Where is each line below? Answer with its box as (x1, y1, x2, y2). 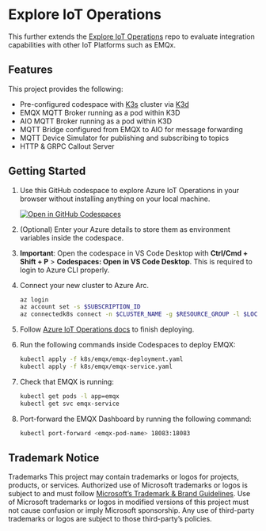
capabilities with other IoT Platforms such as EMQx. (8, 40, 177, 49)
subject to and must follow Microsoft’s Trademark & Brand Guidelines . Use (8, 489, 251, 499)
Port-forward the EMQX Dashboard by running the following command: (19, 414, 252, 423)
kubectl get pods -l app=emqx (19, 392, 120, 400)
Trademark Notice (8, 451, 100, 465)
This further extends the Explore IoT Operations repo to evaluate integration (8, 32, 255, 41)
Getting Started (8, 165, 86, 178)
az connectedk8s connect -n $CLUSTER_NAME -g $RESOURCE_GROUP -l (19, 310, 240, 318)
